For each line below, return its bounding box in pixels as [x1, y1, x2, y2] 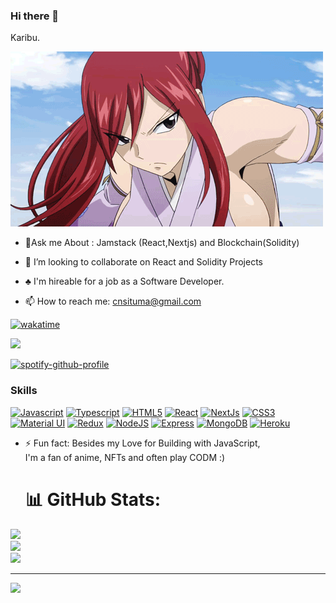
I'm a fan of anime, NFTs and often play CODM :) [24, 451, 226, 463]
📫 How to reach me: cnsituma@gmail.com [24, 295, 202, 308]
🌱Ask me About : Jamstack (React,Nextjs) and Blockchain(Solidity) [24, 237, 300, 249]
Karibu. [10, 32, 40, 44]
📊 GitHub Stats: [24, 488, 162, 511]
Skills [10, 384, 38, 398]
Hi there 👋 [10, 9, 60, 23]
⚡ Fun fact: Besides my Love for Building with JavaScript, [24, 437, 261, 449]
